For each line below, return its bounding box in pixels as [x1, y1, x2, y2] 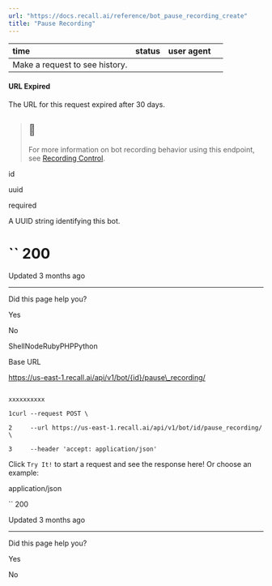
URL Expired [8, 82, 51, 92]
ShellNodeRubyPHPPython [8, 341, 99, 351]
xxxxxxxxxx [8, 396, 45, 404]
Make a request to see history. [12, 58, 128, 70]
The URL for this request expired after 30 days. [8, 99, 166, 109]
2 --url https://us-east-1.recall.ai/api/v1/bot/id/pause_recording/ [8, 424, 263, 432]
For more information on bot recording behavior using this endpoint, [28, 144, 255, 154]
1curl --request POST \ [8, 410, 89, 418]
